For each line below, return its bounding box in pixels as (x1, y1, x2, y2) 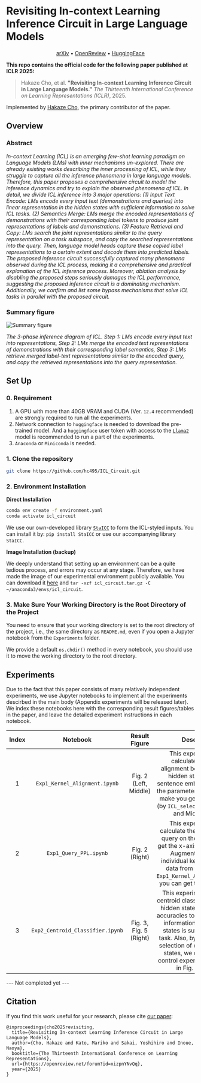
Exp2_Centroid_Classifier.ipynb (31, 927, 124, 934)
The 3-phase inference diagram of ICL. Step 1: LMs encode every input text (6, 333, 193, 340)
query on (161, 834, 187, 842)
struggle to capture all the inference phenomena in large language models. (6, 172, 191, 179)
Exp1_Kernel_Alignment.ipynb (35, 780, 119, 787)
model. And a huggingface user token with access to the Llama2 (33, 427, 190, 434)
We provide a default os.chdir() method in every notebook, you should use (6, 646, 193, 653)
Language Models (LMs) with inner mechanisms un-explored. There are (6, 159, 184, 166)
